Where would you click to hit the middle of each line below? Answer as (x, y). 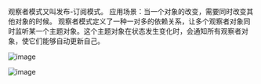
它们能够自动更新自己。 (66, 41)
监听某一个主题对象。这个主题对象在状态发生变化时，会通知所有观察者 (128, 31)
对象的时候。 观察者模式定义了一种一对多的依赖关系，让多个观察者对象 (129, 21)
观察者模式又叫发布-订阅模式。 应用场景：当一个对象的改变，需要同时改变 (127, 11)
